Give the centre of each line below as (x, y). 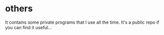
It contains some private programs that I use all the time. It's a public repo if (82, 22)
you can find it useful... (28, 27)
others (19, 9)
